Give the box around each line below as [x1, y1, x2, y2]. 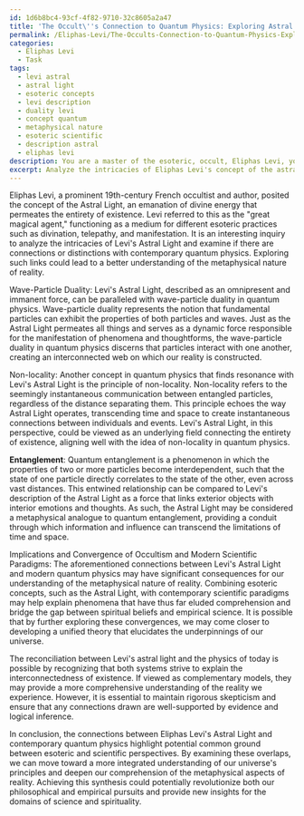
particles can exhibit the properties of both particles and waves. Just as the [9, 314, 291, 325]
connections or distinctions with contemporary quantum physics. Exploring [9, 248, 290, 258]
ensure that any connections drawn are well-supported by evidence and [9, 702, 279, 713]
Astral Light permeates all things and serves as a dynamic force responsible [9, 323, 292, 334]
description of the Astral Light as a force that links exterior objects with [9, 493, 274, 504]
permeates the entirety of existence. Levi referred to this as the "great [9, 209, 271, 220]
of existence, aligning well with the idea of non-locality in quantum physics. [9, 437, 290, 448]
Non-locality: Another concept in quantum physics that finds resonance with [9, 369, 294, 381]
